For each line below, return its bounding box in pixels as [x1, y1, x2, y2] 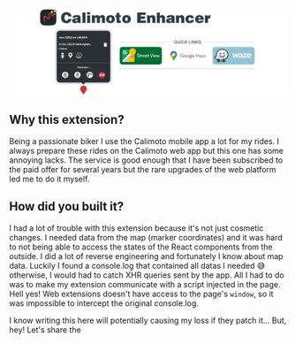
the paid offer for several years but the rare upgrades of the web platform [9, 164, 276, 174]
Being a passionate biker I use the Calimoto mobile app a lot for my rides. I [9, 135, 280, 146]
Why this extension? [9, 112, 125, 127]
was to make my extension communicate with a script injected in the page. [9, 279, 281, 289]
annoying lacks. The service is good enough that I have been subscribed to [9, 155, 284, 165]
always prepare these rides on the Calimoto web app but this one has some [9, 145, 284, 156]
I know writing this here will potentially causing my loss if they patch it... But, [9, 315, 287, 325]
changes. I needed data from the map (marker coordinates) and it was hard [9, 232, 283, 242]
